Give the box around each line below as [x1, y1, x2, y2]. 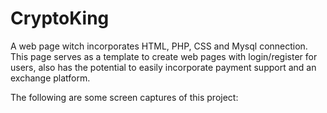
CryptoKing [10, 7, 110, 30]
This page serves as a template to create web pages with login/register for [10, 50, 318, 62]
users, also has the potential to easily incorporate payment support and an [10, 61, 317, 73]
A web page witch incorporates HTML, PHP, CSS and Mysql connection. [10, 40, 308, 52]
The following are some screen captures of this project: [10, 91, 239, 103]
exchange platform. [10, 72, 91, 84]
